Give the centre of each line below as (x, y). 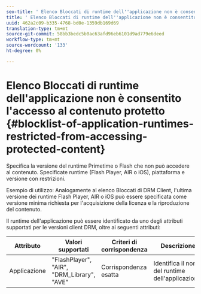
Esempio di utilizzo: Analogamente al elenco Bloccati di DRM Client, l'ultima (99, 190)
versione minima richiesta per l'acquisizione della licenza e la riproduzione (98, 203)
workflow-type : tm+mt (33, 40)
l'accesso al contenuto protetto (86, 111)
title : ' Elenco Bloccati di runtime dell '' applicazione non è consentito (101, 17)
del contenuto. (24, 209)
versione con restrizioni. (36, 178)
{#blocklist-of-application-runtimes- (100, 124)
